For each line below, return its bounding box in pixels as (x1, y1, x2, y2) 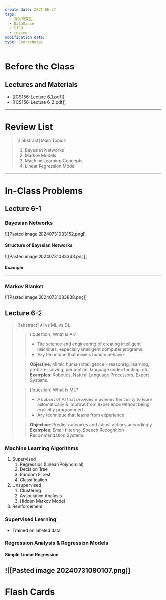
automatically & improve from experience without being (37, 401, 150, 407)
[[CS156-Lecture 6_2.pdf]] (12, 99, 66, 105)
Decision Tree (19, 467, 48, 472)
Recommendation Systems (29, 432, 84, 438)
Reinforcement (12, 503, 43, 509)
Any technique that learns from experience (37, 412, 124, 418)
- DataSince (9, 21, 35, 26)
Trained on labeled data (12, 527, 61, 533)
